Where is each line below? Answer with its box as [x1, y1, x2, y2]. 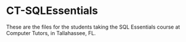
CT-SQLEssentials [6, 4, 98, 17]
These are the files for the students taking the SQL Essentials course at [6, 23, 180, 30]
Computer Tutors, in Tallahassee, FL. [6, 29, 96, 36]
